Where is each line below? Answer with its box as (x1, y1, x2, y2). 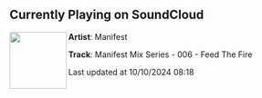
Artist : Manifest (68, 31, 128, 42)
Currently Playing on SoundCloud (9, 7, 204, 23)
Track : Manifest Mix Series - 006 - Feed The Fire (68, 49, 253, 60)
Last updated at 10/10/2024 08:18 (68, 66, 194, 77)
